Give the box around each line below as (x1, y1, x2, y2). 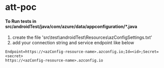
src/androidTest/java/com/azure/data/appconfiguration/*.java (5, 23, 138, 29)
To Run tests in (5, 18, 36, 24)
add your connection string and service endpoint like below (12, 40, 134, 46)
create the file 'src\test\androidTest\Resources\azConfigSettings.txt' (12, 34, 153, 41)
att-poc (5, 1, 37, 13)
